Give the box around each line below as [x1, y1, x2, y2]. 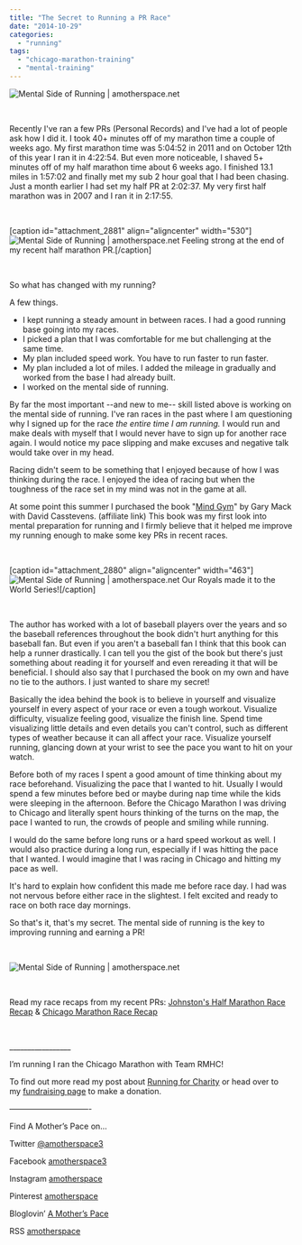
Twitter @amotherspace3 [9, 1138, 104, 1148]
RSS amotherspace [9, 1225, 81, 1236]
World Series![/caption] [9, 584, 96, 595]
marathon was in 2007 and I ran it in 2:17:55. [9, 190, 173, 201]
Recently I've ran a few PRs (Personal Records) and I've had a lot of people [9, 123, 288, 134]
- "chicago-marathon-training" [17, 55, 135, 64]
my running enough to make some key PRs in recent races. [9, 530, 228, 540]
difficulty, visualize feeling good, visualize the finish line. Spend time [9, 713, 263, 724]
